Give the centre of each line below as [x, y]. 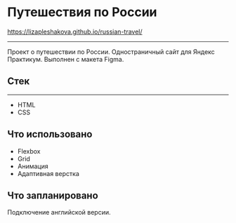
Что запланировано [53, 195]
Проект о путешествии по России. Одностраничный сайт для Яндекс [111, 52]
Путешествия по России [82, 12]
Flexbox [29, 151]
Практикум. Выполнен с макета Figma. [66, 59]
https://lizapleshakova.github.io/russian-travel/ [75, 32]
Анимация [33, 166]
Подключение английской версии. [59, 212]
